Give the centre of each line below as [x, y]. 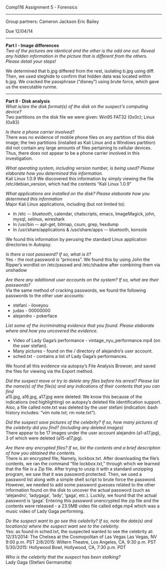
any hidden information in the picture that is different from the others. [77, 56]
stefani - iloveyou [30, 305]
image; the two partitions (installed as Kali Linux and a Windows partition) [81, 142]
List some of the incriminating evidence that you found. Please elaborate [80, 325]
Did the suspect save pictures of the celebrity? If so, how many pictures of [82, 422]
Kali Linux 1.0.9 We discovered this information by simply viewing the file [80, 178]
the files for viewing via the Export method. [50, 371]
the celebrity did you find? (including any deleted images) [64, 427]
